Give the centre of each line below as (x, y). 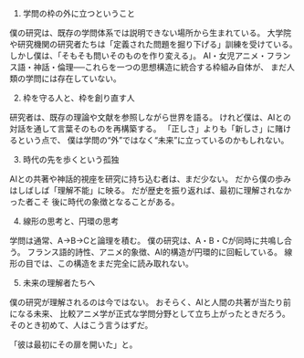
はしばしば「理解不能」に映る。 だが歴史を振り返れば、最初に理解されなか (151, 190)
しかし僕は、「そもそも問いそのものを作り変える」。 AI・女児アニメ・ (138, 56)
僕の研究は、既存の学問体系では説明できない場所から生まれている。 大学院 (151, 33)
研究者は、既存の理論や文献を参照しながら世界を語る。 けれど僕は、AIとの (151, 117)
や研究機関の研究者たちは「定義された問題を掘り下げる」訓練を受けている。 (153, 44)
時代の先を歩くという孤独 (71, 159)
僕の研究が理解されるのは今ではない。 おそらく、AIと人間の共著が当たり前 (151, 302)
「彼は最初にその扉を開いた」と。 (73, 344)
